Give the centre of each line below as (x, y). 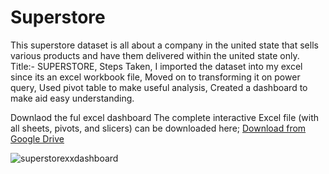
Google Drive (37, 138)
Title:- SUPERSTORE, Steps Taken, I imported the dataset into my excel (156, 66)
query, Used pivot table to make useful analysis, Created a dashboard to (159, 87)
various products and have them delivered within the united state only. (155, 55)
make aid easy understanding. (72, 98)
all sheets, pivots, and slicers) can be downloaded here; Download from (158, 128)
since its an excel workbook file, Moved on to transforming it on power (155, 77)
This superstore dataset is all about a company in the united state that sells (164, 45)
